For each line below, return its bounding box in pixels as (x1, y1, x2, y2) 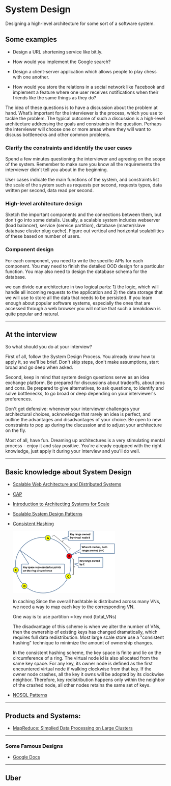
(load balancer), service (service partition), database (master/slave (5, 223, 146, 229)
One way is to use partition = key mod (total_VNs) (12, 614, 117, 620)
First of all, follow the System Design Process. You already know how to (5, 354, 156, 360)
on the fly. (5, 427, 26, 433)
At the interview (5, 330, 58, 339)
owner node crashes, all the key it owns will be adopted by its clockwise (12, 671, 164, 677)
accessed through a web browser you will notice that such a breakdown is (5, 305, 161, 311)
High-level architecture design (5, 200, 82, 207)
